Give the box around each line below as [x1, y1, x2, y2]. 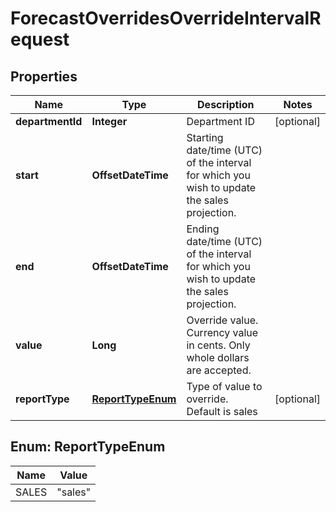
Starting [186, 131, 224, 144]
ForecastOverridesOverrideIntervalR [10, 7, 322, 30]
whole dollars [186, 351, 250, 364]
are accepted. [186, 363, 252, 377]
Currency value [186, 326, 259, 339]
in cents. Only [186, 338, 251, 352]
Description [197, 98, 255, 111]
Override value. [186, 313, 259, 327]
